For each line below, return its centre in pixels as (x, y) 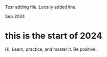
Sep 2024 (15, 16)
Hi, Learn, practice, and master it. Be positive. (51, 49)
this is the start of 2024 (54, 36)
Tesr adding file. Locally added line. (41, 7)
